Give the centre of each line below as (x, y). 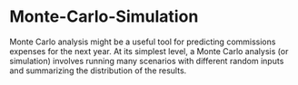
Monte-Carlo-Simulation (104, 17)
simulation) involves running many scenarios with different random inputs (147, 61)
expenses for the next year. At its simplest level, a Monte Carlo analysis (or (149, 51)
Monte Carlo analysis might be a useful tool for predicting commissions (143, 42)
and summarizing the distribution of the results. (98, 71)
